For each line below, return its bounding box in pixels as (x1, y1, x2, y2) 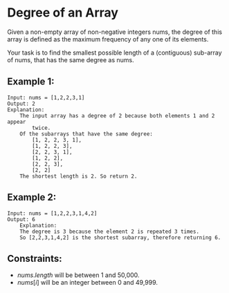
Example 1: (7, 76, 55, 88)
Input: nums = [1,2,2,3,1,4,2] (7, 209, 98, 217)
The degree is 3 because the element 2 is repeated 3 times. (19, 228, 199, 235)
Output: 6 (7, 216, 36, 223)
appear (7, 118, 26, 125)
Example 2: (7, 191, 57, 203)
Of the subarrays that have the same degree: (19, 130, 154, 138)
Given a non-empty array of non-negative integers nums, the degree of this (7, 28, 223, 36)
